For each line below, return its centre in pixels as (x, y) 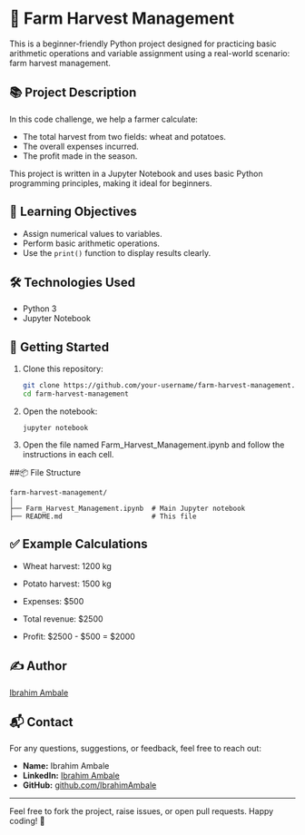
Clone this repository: (63, 369)
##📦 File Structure (45, 472)
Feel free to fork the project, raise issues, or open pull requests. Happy (142, 811)
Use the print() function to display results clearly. (117, 252)
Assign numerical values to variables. (92, 233)
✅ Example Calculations (79, 544)
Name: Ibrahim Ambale (66, 766)
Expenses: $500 (53, 601)
